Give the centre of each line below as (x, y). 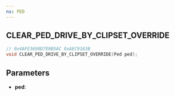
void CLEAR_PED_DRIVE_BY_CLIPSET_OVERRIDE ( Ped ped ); (72, 54)
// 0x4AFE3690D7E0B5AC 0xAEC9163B (48, 49)
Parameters (28, 73)
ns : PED (16, 11)
